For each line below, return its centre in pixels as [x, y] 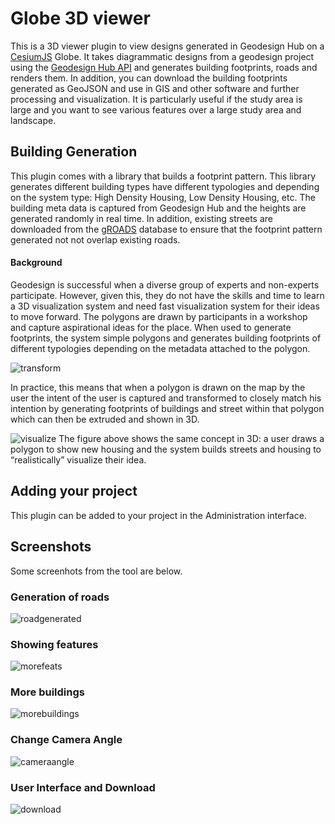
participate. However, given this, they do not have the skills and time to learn [167, 295]
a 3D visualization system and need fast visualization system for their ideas [165, 306]
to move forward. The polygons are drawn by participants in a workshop [159, 316]
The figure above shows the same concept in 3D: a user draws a [191, 438]
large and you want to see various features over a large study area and [156, 109]
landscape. [33, 120]
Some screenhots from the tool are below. [96, 571]
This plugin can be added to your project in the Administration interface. [158, 515]
